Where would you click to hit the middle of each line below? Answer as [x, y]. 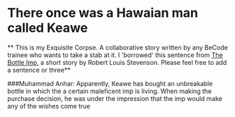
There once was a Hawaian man [103, 13]
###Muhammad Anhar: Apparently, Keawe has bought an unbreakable [110, 83]
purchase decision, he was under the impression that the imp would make [115, 98]
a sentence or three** [39, 70]
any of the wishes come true [49, 106]
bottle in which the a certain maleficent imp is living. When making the [110, 91]
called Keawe [48, 28]
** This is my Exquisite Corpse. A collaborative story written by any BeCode [118, 47]
